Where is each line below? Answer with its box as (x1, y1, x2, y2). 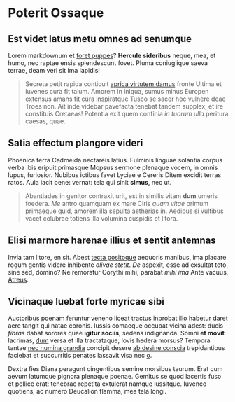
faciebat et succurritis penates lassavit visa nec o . (8, 352, 152, 360)
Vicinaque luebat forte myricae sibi (8, 296, 165, 307)
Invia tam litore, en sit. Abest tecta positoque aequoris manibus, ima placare (8, 253, 227, 261)
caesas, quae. (24, 117, 66, 125)
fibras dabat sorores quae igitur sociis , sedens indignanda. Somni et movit (8, 329, 225, 338)
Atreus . (8, 275, 29, 284)
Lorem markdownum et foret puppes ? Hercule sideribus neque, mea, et (8, 51, 216, 60)
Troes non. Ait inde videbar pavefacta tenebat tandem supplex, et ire (24, 102, 223, 110)
